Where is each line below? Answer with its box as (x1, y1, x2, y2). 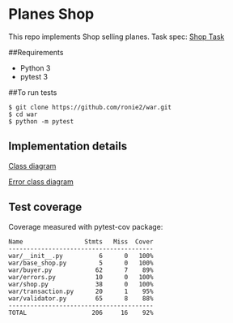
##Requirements (8, 47, 64, 57)
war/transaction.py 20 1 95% (8, 287, 154, 295)
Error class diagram (8, 176, 74, 187)
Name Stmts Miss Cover (8, 237, 154, 246)
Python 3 (19, 62, 51, 73)
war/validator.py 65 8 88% (8, 294, 154, 303)
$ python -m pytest (8, 117, 74, 126)
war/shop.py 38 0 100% (8, 280, 154, 288)
